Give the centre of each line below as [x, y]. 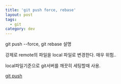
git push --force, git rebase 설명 [38, 44]
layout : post [19, 15]
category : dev [20, 29]
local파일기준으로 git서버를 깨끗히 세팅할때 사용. [53, 66]
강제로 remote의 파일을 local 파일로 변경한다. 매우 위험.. [61, 55]
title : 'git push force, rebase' [41, 10]
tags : [11, 19]
